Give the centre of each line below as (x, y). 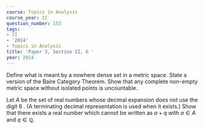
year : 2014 (20, 57)
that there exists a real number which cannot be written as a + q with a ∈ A (101, 112)
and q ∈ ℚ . (20, 119)
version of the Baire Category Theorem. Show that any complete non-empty (102, 81)
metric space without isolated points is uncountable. (72, 88)
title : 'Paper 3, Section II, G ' (50, 52)
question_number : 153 (34, 23)
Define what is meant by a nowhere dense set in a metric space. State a (97, 75)
